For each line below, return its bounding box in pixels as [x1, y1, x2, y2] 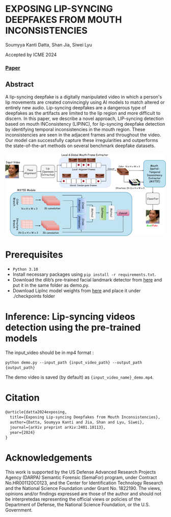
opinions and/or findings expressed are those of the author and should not [5, 490, 162, 497]
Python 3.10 [12, 267, 38, 272]
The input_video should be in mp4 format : [5, 349, 94, 356]
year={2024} [10, 430, 36, 435]
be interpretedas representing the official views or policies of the [5, 496, 141, 502]
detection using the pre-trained [5, 322, 141, 334]
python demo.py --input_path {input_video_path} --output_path [5, 360, 142, 365]
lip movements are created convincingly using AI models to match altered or [5, 99, 165, 105]
